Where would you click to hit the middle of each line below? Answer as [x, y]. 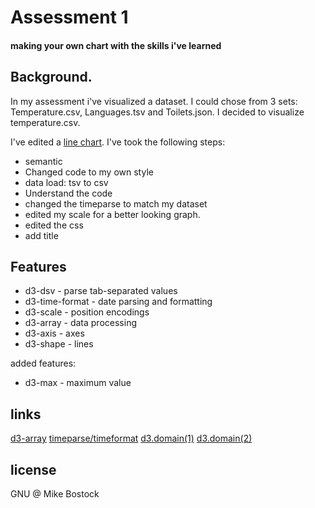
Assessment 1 [69, 17]
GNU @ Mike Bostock [55, 494]
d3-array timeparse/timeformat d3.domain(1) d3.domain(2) [131, 438]
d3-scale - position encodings [87, 312]
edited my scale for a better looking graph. [112, 214]
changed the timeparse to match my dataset [116, 203]
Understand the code [68, 193]
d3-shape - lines [59, 344]
